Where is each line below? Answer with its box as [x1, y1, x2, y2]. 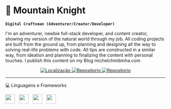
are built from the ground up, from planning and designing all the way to [5, 41, 156, 47]
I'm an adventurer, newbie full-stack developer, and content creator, [5, 30, 148, 36]
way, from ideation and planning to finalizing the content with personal [5, 52, 153, 58]
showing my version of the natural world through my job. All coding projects [5, 36, 164, 42]
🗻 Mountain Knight [5, 5, 85, 16]
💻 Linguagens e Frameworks [5, 82, 67, 88]
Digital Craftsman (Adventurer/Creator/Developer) [5, 21, 115, 26]
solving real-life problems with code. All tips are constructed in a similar [5, 46, 156, 52]
